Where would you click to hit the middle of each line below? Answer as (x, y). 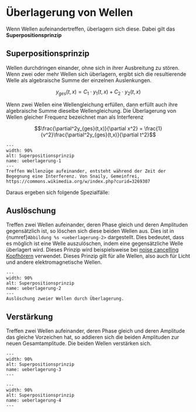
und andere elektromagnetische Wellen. (54, 262)
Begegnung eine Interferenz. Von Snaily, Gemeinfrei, (73, 176)
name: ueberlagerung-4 (34, 401)
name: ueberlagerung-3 (34, 370)
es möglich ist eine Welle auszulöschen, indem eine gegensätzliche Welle (94, 243)
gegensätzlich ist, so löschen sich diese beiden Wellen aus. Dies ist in (90, 231)
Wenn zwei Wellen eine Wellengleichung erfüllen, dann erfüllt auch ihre (92, 104)
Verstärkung (30, 316)
